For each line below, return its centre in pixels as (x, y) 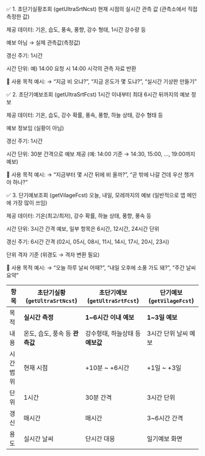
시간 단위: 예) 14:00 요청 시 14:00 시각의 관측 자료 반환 (71, 68)
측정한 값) (18, 16)
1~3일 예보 (162, 317)
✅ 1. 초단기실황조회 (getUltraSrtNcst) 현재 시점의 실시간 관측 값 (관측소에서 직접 (102, 9)
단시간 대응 (100, 439)
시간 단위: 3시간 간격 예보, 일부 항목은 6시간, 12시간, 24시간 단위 (83, 229)
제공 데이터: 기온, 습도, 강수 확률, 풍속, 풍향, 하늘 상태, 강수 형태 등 (85, 115)
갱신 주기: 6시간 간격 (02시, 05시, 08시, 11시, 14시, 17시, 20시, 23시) (88, 242)
